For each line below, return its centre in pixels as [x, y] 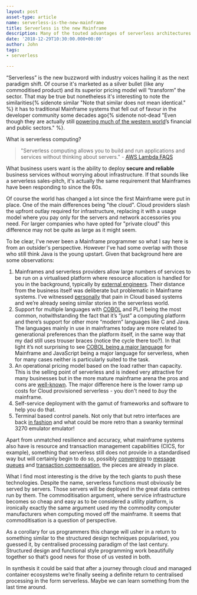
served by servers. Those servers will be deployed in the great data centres [98, 489]
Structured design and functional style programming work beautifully [90, 550]
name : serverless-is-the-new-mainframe [55, 22]
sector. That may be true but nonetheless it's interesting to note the [88, 96]
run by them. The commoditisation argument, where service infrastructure [96, 495]
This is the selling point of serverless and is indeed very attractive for [98, 372]
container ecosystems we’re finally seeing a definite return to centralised [95, 574]
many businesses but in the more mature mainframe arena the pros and [101, 378]
